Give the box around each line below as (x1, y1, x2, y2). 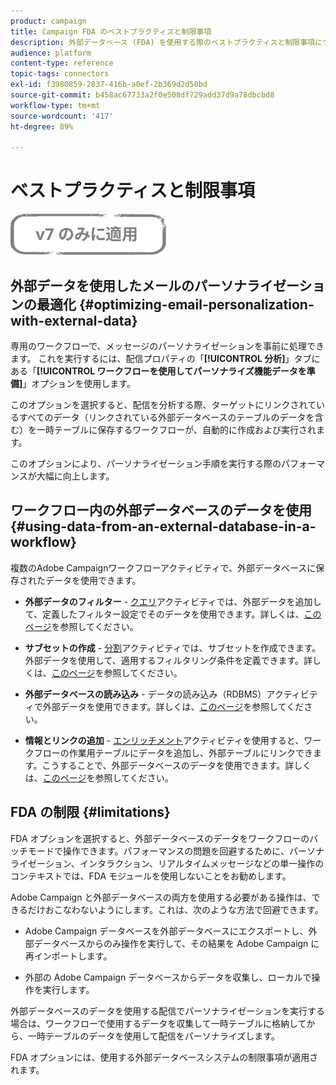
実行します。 (42, 983, 95, 995)
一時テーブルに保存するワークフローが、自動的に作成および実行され (36, 424, 317, 435)
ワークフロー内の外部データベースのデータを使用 (10, 502, 312, 519)
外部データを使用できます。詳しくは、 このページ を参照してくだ (42, 700, 305, 712)
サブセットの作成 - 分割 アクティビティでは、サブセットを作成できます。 (24, 641, 322, 654)
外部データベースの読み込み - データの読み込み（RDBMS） (24, 688, 267, 700)
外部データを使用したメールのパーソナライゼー (10, 277, 300, 294)
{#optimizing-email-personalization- (78, 296, 315, 313)
